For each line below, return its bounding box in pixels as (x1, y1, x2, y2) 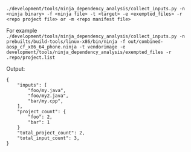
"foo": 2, (28, 114, 53, 120)
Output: (6, 65, 25, 72)
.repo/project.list (6, 55, 56, 61)
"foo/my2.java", (28, 93, 69, 99)
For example (6, 27, 37, 34)
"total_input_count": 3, (17, 135, 80, 141)
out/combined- (128, 39, 164, 45)
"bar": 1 (28, 119, 50, 125)
